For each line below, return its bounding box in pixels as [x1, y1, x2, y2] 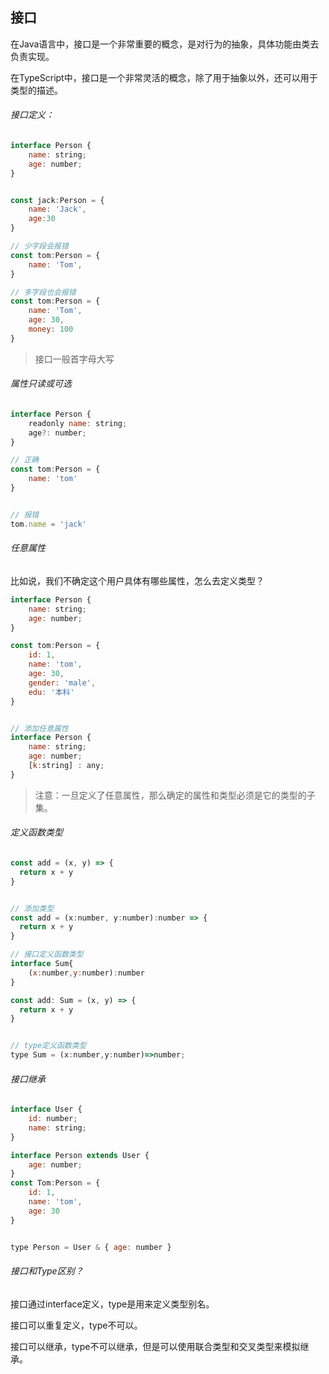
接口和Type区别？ [10, 1265, 84, 1277]
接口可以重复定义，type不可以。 [10, 1319, 143, 1331]
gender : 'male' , [28, 678, 97, 688]
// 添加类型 [10, 903, 55, 913]
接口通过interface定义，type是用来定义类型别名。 [10, 1298, 215, 1310]
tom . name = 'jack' [10, 519, 87, 529]
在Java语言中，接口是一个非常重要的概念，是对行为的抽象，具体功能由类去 [10, 38, 320, 50]
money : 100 [28, 324, 74, 335]
